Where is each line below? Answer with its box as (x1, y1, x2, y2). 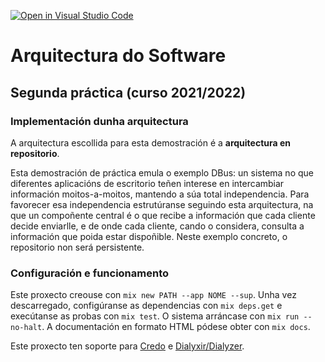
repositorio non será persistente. (10, 241, 145, 253)
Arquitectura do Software (10, 45, 227, 67)
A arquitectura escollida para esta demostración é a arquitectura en (10, 136, 292, 149)
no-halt (10, 323, 43, 333)
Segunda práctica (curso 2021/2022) (10, 84, 247, 101)
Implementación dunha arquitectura (10, 114, 189, 128)
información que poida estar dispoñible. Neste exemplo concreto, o (10, 230, 288, 242)
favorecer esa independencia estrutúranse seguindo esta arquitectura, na (10, 198, 314, 210)
